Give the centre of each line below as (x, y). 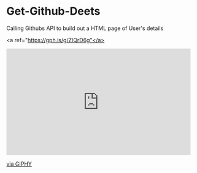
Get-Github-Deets (53, 11)
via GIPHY (19, 164)
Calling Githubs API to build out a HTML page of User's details (85, 28)
